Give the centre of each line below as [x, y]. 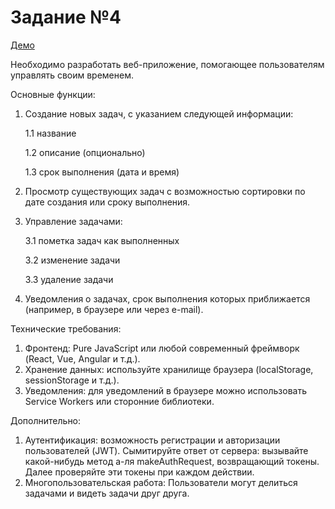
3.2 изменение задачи [72, 260]
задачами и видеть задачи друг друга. [107, 493]
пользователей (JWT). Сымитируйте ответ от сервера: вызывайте [166, 450]
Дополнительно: [46, 420]
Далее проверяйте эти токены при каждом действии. [139, 472]
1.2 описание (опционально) [85, 152]
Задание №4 [66, 17]
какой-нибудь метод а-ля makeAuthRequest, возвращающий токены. [172, 461]
